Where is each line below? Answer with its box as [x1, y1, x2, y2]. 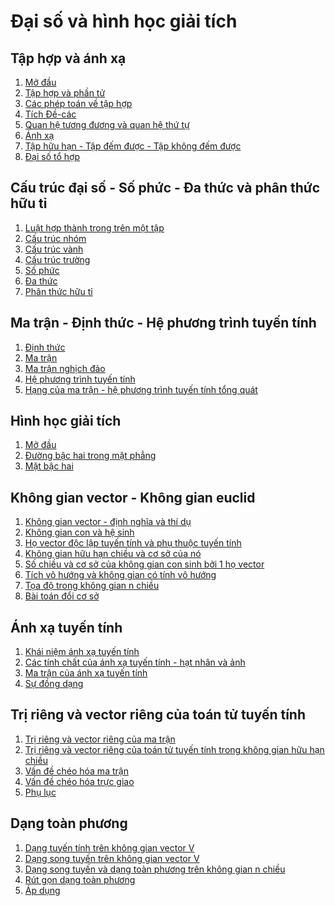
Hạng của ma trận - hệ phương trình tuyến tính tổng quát [24, 383, 258, 395]
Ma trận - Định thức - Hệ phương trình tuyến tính [10, 315, 317, 332]
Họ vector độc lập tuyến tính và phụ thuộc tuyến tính [24, 537, 242, 549]
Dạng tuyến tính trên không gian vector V [24, 841, 195, 854]
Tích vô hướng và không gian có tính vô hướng [24, 569, 217, 581]
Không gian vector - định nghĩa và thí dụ [24, 516, 192, 528]
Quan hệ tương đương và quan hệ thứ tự [24, 119, 190, 130]
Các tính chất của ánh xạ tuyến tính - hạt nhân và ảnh [24, 656, 246, 669]
